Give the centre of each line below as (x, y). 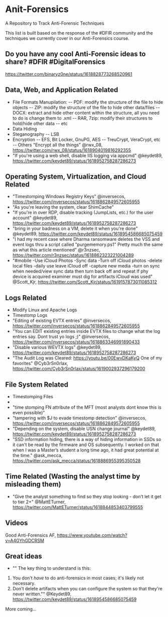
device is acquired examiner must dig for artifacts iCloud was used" (82, 277)
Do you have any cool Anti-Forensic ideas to (76, 54)
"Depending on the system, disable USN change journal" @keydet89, (84, 429)
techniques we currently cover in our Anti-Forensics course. (67, 38)
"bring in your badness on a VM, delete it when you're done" (75, 229)
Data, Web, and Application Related (62, 90)
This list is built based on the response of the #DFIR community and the (79, 33)
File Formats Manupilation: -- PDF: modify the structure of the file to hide (88, 102)
